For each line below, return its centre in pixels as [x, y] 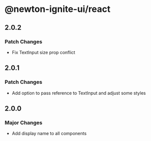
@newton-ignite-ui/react [58, 9]
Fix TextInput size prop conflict [43, 52]
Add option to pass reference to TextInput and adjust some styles [79, 93]
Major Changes [24, 123]
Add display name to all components [49, 134]
